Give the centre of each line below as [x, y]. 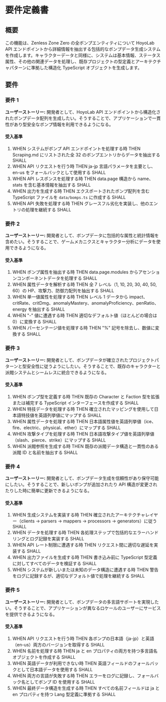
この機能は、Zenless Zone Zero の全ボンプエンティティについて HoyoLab [80, 43]
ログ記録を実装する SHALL [57, 539]
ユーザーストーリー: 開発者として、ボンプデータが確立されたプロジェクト [80, 360]
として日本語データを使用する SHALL [55, 669]
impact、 [138, 297]
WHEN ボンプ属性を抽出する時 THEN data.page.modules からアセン [82, 272]
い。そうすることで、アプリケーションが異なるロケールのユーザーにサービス [83, 608]
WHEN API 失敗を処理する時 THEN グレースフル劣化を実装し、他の [81, 203]
